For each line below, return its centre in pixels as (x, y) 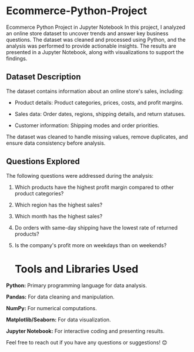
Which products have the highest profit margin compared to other (94, 187)
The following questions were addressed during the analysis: (80, 175)
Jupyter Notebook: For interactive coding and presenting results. (85, 331)
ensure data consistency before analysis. (56, 143)
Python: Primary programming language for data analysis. (76, 285)
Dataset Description (44, 77)
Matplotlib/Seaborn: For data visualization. (58, 320)
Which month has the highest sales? (58, 216)
